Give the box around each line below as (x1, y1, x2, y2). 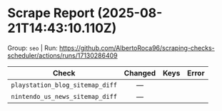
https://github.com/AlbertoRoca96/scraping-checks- (59, 43, 216, 52)
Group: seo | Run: (7, 43, 59, 52)
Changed (123, 68, 156, 78)
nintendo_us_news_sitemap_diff (11, 92, 118, 100)
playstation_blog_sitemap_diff (11, 80, 118, 89)
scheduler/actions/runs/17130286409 (7, 51, 118, 60)
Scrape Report (7, 5, 95, 21)
